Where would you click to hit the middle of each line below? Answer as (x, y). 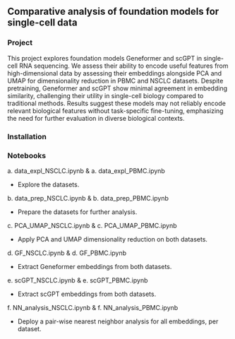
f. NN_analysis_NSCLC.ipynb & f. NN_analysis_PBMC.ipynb (93, 307)
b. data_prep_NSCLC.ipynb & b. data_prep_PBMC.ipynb (88, 198)
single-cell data (42, 23)
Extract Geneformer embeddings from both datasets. (95, 266)
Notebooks (27, 155)
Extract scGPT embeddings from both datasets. (87, 294)
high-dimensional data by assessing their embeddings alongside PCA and (115, 73)
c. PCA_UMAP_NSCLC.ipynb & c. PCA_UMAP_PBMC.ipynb (92, 225)
